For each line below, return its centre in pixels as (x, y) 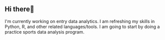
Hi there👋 (20, 9)
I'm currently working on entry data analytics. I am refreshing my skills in (80, 21)
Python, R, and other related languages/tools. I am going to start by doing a (82, 26)
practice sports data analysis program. (45, 32)
